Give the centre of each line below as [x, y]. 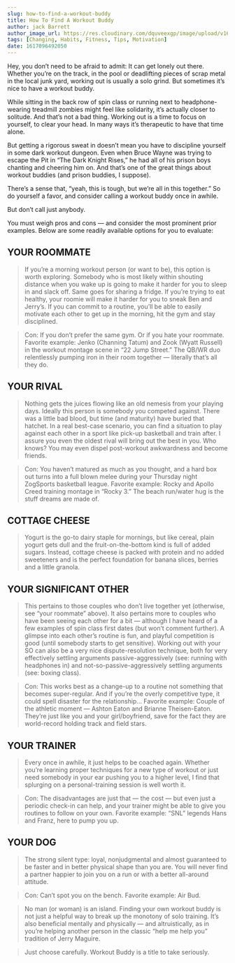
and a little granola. [52, 567]
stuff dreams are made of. [62, 499]
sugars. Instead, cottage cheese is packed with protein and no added [124, 552]
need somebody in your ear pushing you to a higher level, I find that [122, 778]
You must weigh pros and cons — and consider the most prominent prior [112, 223]
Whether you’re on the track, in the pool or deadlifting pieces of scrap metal [116, 73]
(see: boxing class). [53, 673]
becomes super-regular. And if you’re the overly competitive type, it [122, 694]
